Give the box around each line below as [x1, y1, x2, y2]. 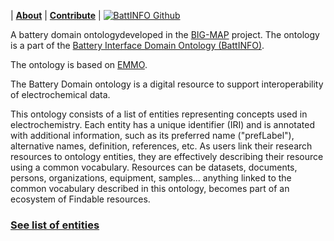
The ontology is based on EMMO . [10, 59, 148, 70]
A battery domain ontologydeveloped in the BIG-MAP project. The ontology [10, 29, 320, 40]
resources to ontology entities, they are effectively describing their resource [10, 151, 324, 162]
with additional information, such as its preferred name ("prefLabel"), [10, 130, 295, 141]
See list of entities [10, 218, 100, 232]
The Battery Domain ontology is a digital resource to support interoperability [10, 78, 324, 90]
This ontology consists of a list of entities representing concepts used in [10, 108, 308, 120]
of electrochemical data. [10, 89, 111, 100]
